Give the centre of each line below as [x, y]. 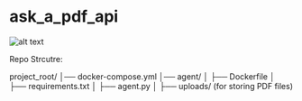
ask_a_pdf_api [64, 17]
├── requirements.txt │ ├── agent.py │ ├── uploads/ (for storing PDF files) [151, 86]
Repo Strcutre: [36, 59]
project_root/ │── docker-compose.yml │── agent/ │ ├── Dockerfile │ [142, 76]
